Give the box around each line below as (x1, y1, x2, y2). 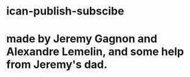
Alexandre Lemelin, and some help (6, 45, 184, 59)
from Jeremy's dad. (6, 58, 108, 72)
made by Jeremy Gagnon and (6, 32, 158, 46)
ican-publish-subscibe (6, 4, 124, 18)
